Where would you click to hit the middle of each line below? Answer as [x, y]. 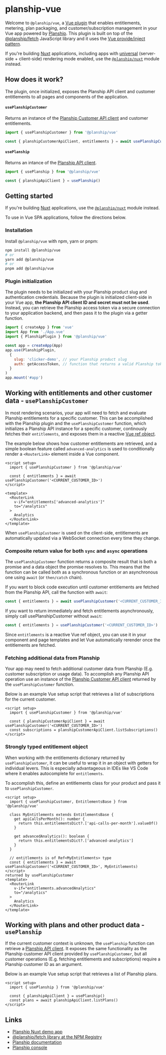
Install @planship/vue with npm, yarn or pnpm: [52, 241]
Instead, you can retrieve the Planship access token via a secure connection [83, 308]
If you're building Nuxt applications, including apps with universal [72, 53]
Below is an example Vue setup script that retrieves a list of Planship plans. [82, 974]
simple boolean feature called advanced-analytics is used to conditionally [80, 448]
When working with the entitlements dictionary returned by [65, 758]
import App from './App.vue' [35, 332]
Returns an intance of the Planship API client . [51, 162]
